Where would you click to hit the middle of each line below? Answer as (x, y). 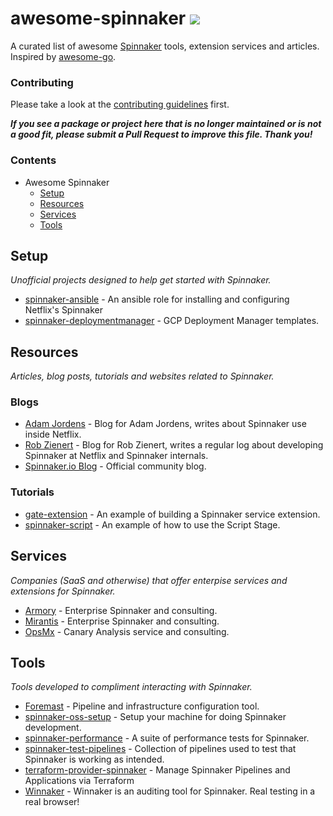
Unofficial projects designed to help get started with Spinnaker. (141, 280)
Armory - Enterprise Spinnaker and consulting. (121, 610)
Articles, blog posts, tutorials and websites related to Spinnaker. (142, 376)
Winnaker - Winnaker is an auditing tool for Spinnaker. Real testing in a (170, 791)
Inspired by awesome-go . (63, 56)
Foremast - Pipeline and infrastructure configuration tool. (142, 706)
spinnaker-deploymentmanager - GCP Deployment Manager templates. (172, 321)
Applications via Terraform (79, 781)
